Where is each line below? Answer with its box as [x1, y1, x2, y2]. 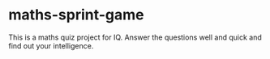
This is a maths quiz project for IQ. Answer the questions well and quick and [8, 32, 262, 42]
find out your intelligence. [8, 40, 94, 50]
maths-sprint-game [8, 6, 144, 24]
